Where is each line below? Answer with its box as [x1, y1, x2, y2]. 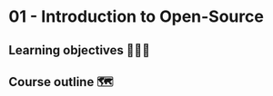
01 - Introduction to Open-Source [8, 6, 265, 27]
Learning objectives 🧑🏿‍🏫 [8, 43, 151, 58]
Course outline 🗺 [8, 74, 114, 90]
